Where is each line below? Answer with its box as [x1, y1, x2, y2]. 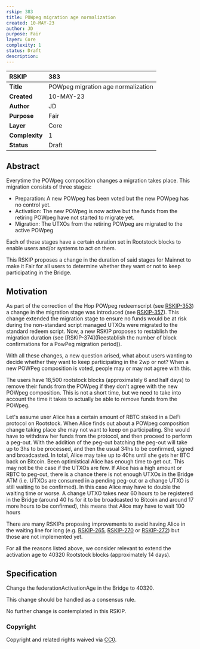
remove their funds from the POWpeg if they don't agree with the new [6, 383, 178, 390]
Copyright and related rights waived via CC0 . [6, 636, 117, 644]
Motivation [6, 286, 48, 296]
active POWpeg [14, 227, 54, 234]
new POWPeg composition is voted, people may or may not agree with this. [6, 365, 192, 372]
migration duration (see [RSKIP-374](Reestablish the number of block [6, 334, 177, 341]
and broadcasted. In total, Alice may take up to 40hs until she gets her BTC [6, 451, 190, 459]
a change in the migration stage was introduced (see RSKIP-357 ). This [6, 309, 179, 316]
